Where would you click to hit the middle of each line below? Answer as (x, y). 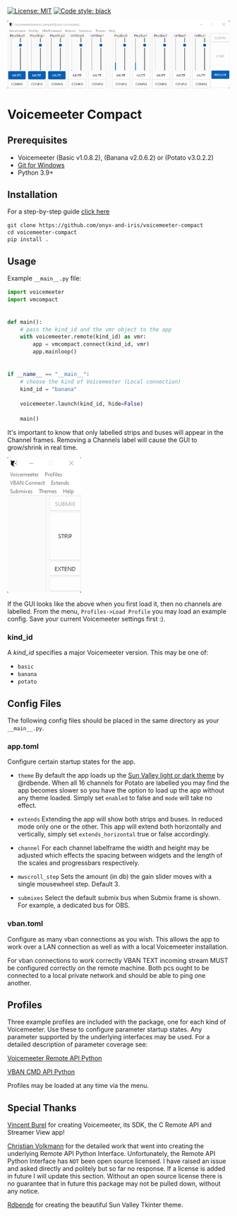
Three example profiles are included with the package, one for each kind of (117, 1022)
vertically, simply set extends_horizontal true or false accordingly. (114, 834)
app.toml (23, 746)
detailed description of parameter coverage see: (78, 1045)
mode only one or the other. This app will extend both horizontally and (120, 826)
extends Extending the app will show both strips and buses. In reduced (120, 819)
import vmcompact (33, 300)
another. (19, 983)
